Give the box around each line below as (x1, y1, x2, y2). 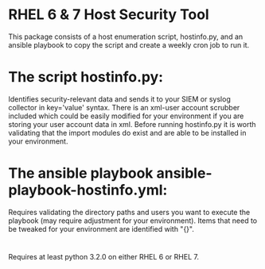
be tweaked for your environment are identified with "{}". (8, 224, 195, 233)
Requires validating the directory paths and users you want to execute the (8, 207, 251, 217)
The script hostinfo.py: (8, 68, 164, 86)
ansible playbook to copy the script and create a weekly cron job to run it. (8, 40, 250, 49)
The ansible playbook (8, 164, 154, 183)
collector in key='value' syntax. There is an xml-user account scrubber (8, 102, 240, 112)
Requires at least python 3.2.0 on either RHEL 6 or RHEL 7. (8, 252, 199, 261)
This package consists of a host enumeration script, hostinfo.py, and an (8, 32, 244, 41)
